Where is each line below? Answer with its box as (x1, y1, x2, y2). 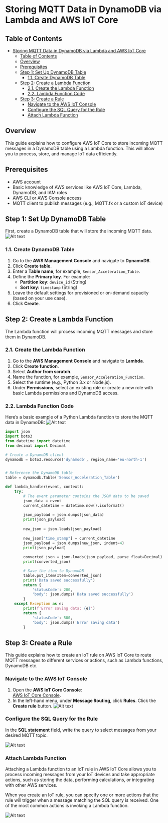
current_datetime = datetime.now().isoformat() (23, 503, 124, 508)
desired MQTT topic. (5, 732, 48, 738)
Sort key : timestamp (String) (20, 284, 78, 290)
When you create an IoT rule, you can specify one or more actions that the (5, 792, 159, 798)
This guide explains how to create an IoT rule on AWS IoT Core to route (5, 652, 151, 658)
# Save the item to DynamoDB (23, 568, 84, 573)
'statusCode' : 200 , (32, 587, 73, 592)
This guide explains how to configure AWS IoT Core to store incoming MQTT (5, 140, 163, 146)
